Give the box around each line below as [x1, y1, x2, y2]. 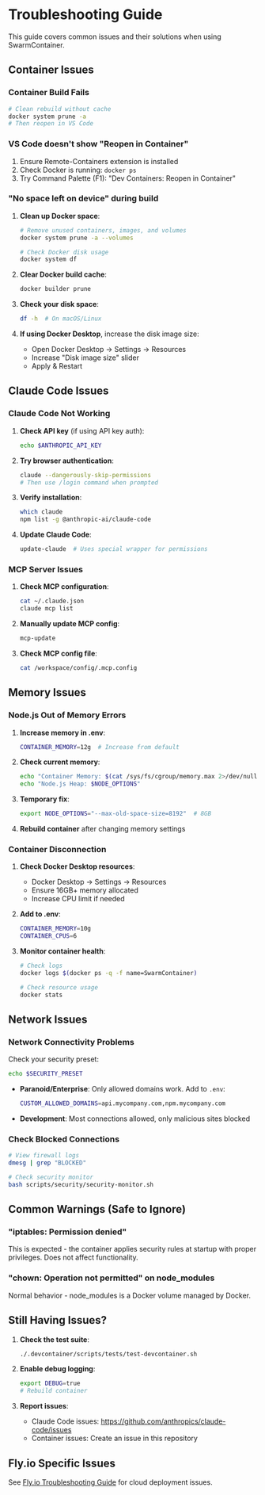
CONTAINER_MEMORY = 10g [19, 925, 91, 933]
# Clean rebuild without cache [8, 105, 112, 113]
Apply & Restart [31, 361, 83, 371]
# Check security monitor [8, 1173, 93, 1182]
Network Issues [8, 1012, 88, 1026]
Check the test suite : [19, 1334, 89, 1344]
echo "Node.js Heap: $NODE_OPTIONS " [19, 780, 141, 788]
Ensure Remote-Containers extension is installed [19, 156, 179, 166]
